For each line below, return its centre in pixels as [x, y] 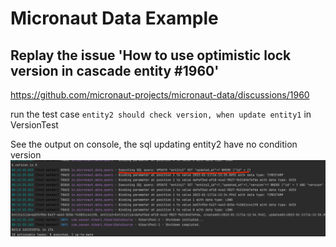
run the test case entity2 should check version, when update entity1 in [161, 114]
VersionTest [34, 125]
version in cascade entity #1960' [115, 70]
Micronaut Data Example [114, 18]
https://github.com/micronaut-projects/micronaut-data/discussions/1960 [160, 95]
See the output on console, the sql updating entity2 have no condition [154, 144]
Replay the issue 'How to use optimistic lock [151, 55]
